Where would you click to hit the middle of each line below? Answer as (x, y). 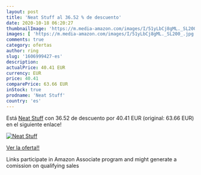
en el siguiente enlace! (34, 124)
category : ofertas (29, 46)
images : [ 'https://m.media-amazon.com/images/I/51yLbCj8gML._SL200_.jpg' (101, 34)
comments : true (25, 40)
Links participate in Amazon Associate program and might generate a (92, 159)
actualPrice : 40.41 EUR (36, 67)
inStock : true (24, 90)
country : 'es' (24, 101)
